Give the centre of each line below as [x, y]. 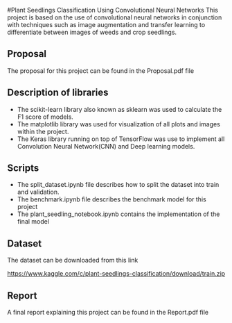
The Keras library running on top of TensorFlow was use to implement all [121, 139]
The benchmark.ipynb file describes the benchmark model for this [111, 199]
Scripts [23, 168]
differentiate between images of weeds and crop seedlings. [92, 32]
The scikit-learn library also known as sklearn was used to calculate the [119, 109]
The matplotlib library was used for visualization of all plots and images [118, 124]
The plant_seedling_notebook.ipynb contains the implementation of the [118, 214]
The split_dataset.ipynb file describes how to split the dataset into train [118, 185]
